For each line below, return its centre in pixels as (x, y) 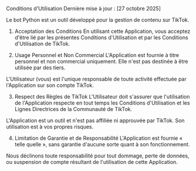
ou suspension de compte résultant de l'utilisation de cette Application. (92, 162)
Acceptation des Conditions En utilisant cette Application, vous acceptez (102, 31)
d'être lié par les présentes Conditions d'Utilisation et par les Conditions (102, 37)
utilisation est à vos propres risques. (50, 127)
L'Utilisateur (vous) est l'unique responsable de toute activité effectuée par (96, 79)
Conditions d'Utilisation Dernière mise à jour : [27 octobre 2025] (84, 9)
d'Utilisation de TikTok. (42, 44)
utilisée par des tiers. (40, 68)
